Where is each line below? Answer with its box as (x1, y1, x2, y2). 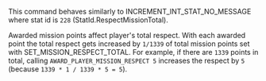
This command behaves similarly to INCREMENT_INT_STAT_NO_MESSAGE (8, 7, 252, 16)
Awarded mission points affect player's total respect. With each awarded (8, 31, 246, 40)
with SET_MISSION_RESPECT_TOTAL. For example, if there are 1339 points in (8, 48, 259, 56)
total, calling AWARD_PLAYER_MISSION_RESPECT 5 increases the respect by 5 (8, 56, 245, 65)
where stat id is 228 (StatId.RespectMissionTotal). (8, 15, 169, 25)
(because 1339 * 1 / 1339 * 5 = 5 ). (8, 64, 128, 74)
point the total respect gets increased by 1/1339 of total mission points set (8, 39, 250, 48)
